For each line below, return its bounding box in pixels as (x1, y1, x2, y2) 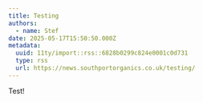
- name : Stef (15, 27, 59, 35)
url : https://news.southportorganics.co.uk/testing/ (15, 64, 196, 72)
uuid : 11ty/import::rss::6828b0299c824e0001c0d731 (15, 49, 189, 57)
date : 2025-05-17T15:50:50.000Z (8, 34, 116, 43)
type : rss (15, 57, 48, 65)
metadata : (8, 42, 42, 50)
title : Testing (8, 11, 59, 20)
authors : (8, 19, 38, 27)
